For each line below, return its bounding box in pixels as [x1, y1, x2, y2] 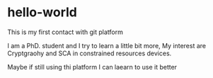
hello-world [7, 4, 78, 21]
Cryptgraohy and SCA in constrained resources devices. [7, 49, 172, 57]
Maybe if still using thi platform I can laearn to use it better [7, 62, 178, 71]
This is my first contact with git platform [7, 28, 124, 36]
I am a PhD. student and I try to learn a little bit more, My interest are [7, 41, 207, 50]
